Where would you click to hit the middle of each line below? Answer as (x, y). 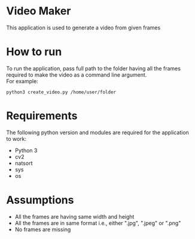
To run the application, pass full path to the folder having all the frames (94, 68)
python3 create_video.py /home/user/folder (61, 92)
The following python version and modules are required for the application (98, 132)
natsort (24, 163)
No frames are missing (43, 229)
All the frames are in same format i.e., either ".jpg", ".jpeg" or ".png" (98, 223)
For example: (22, 81)
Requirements (42, 116)
